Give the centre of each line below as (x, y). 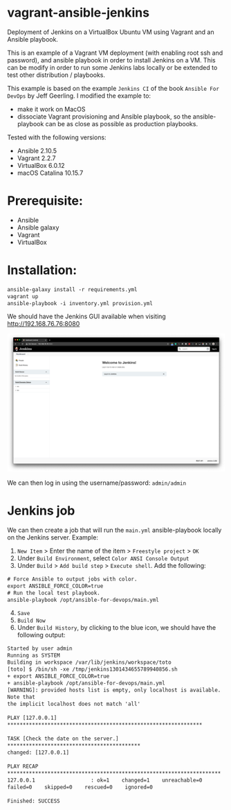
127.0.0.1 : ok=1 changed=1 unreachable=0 (105, 781)
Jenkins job (41, 511)
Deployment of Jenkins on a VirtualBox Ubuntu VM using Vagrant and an (111, 32)
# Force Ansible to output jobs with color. (72, 579)
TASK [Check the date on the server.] (63, 739)
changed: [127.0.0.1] (38, 753)
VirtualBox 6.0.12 (41, 165)
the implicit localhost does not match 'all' (74, 704)
